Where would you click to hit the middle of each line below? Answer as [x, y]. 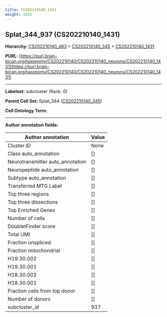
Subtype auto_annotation [37, 178]
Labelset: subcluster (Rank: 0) [36, 91]
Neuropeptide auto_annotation [43, 170]
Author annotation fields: [32, 125]
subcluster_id [23, 307]
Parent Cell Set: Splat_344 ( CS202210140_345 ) [54, 101]
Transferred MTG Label [35, 186]
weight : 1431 [19, 14]
